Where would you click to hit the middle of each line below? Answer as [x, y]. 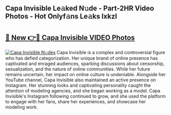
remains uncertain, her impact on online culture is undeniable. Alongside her [86, 74]
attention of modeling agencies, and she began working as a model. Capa [83, 91]
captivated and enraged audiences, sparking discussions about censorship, [85, 64]
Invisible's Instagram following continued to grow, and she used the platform [86, 96]
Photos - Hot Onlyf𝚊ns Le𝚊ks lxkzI [61, 17]
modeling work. [22, 107]
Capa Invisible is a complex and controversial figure [111, 52]
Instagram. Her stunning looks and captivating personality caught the [78, 85]
